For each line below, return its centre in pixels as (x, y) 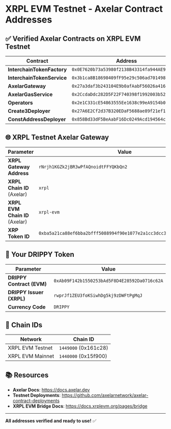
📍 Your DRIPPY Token (40, 255)
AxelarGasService (30, 94)
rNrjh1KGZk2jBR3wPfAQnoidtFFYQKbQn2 (83, 167)
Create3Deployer (29, 111)
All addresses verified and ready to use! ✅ (51, 421)
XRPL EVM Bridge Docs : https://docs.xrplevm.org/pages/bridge (80, 406)
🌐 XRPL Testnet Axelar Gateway (57, 138)
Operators (20, 103)
